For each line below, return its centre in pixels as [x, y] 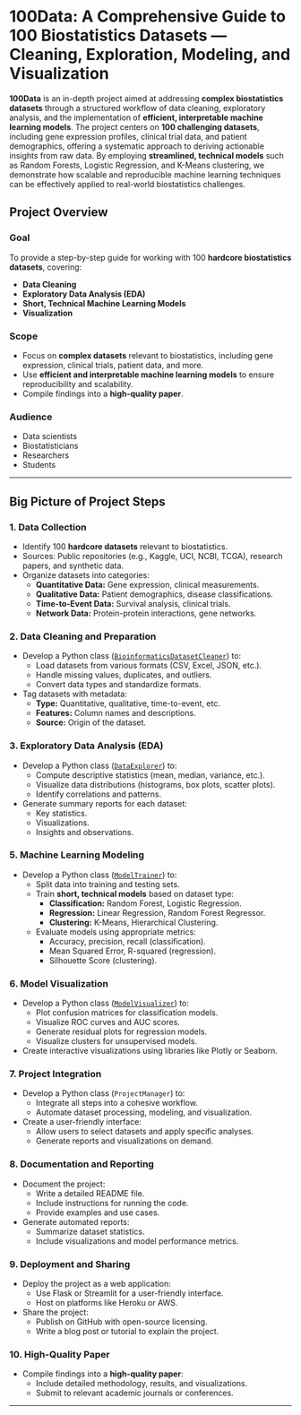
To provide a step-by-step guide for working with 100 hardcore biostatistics [150, 257]
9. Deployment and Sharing [70, 1264]
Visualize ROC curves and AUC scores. [108, 1022]
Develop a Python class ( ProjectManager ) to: [103, 1093]
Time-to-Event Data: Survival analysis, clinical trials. [133, 603]
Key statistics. [61, 813]
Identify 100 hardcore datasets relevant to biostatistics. [125, 546]
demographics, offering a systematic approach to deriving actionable [137, 146]
